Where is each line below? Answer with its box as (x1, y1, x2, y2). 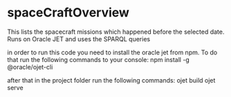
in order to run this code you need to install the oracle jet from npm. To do (7, 48, 218, 56)
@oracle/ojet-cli (7, 63, 53, 71)
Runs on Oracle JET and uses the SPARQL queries (7, 34, 151, 43)
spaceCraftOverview (7, 5, 130, 21)
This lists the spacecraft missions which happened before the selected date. (7, 28, 225, 36)
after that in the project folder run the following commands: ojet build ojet (7, 76, 216, 84)
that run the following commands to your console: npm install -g (7, 55, 190, 63)
